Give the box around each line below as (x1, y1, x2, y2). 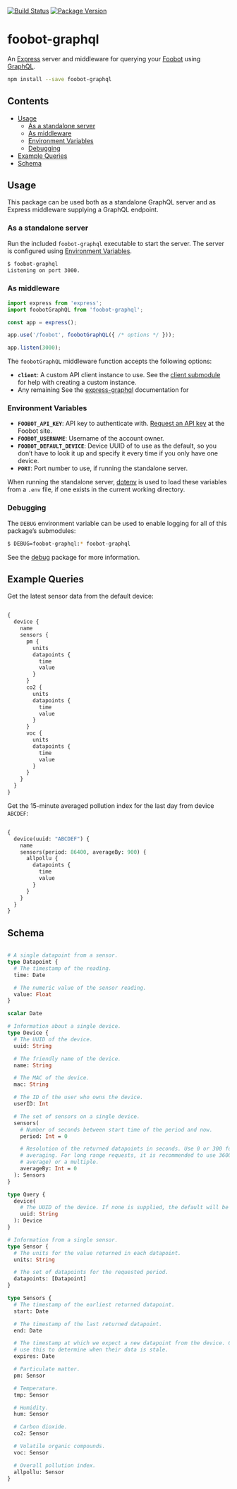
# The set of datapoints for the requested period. (13, 1269, 169, 1276)
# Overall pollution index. (13, 1462, 97, 1469)
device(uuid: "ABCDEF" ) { (13, 835, 90, 842)
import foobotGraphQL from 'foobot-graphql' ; (7, 306, 143, 313)
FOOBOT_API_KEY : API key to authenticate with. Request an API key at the (17, 419, 225, 428)
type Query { (7, 1191, 46, 1198)
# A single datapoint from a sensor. (7, 952, 119, 959)
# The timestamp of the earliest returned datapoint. (13, 1301, 175, 1308)
